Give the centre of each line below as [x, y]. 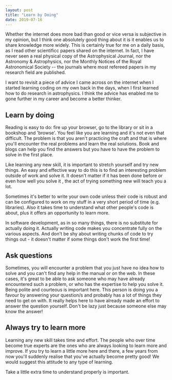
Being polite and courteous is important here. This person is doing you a [82, 289]
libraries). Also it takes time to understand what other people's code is [80, 207]
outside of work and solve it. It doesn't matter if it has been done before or [84, 176]
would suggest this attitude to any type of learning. [59, 362]
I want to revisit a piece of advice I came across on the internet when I [80, 82]
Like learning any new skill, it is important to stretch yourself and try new [82, 165]
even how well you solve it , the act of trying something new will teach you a [86, 181]
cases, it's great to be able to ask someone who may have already [75, 279]
